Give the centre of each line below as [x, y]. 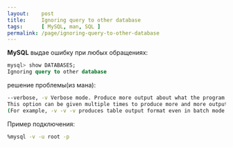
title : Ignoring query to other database [74, 20]
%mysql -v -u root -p [38, 137]
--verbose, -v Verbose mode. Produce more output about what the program [116, 98]
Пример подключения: [41, 124]
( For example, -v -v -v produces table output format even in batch [108, 111]
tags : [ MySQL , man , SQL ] [54, 26]
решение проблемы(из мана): [51, 85]
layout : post [31, 14]
